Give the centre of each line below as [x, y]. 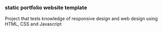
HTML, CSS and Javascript [33, 24]
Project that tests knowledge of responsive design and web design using [81, 19]
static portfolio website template [46, 8]
